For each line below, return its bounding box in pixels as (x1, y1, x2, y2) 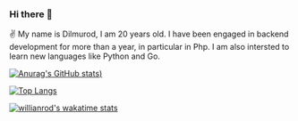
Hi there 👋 (9, 8, 54, 20)
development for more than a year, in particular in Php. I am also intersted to (9, 42, 290, 52)
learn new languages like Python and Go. (9, 51, 161, 61)
